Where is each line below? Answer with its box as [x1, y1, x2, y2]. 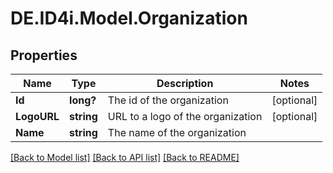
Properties [10, 47, 78, 64]
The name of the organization [107, 126, 247, 139]
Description [156, 77, 214, 90]
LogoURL [15, 110, 60, 123]
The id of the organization [107, 93, 229, 107]
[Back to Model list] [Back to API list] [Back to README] [10, 152, 240, 163]
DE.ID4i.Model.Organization [10, 7, 248, 30]
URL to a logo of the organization [107, 110, 263, 123]
